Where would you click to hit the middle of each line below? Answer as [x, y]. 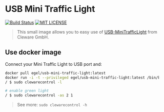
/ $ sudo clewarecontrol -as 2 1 [39, 95]
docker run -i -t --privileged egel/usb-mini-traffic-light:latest [75, 77]
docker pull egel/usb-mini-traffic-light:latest [55, 73]
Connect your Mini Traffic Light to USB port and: [54, 64]
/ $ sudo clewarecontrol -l [34, 82]
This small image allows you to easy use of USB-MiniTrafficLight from [87, 32]
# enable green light [27, 91]
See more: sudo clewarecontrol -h [52, 105]
